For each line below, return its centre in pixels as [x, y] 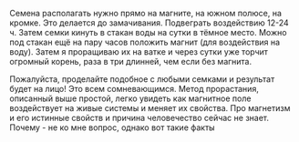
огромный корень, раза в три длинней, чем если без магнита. [131, 61]
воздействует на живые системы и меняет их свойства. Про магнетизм [150, 108]
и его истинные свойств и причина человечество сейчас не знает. [139, 118]
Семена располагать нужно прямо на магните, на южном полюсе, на [146, 13]
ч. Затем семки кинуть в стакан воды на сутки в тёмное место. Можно [148, 32]
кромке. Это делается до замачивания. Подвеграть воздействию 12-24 [149, 23]
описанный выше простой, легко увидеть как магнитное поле [130, 98]
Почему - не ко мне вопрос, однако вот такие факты [113, 127]
